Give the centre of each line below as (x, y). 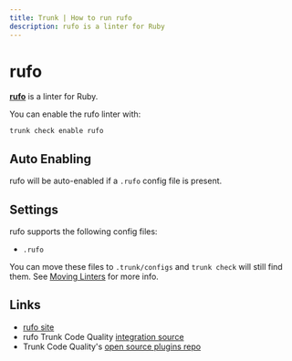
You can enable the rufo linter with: (75, 114)
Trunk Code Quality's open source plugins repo (112, 346)
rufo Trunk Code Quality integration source (103, 336)
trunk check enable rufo (57, 131)
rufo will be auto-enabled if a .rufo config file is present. (116, 181)
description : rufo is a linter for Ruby (88, 26)
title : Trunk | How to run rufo (71, 18)
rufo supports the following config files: (83, 232)
